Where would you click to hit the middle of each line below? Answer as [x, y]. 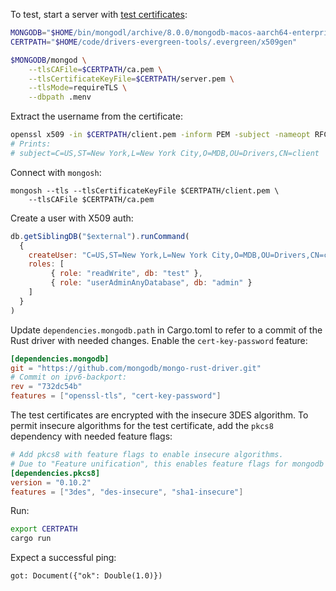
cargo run [31, 539]
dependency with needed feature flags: [91, 436]
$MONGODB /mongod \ [48, 60]
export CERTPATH [44, 529]
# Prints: [31, 144]
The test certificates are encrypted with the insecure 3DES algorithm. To [159, 415]
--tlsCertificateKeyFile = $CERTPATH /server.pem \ [131, 79]
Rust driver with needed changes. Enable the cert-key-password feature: [159, 340]
